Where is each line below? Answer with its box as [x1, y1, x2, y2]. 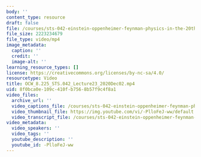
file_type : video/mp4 [6, 36, 60, 42]
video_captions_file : [11, 103, 66, 109]
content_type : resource [6, 14, 66, 20]
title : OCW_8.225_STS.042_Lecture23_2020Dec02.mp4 [6, 81, 135, 87]
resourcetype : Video [6, 75, 58, 81]
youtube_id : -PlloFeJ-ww [11, 141, 74, 148]
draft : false [6, 20, 39, 26]
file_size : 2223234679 [6, 31, 63, 37]
